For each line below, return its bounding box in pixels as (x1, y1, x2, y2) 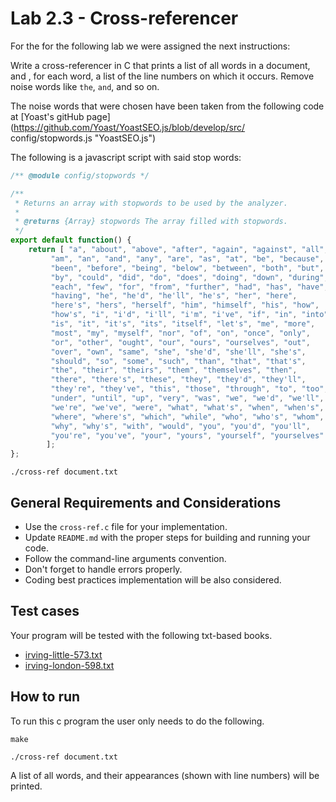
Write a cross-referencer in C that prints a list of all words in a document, (10, 59, 311, 71)
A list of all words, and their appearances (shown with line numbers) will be (10, 769, 320, 781)
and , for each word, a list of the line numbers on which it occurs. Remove (10, 70, 315, 82)
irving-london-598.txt (24, 659, 115, 671)
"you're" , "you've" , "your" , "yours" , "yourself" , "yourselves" (50, 430, 325, 441)
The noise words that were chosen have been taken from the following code (10, 100, 325, 112)
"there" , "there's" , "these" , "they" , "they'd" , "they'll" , (50, 375, 307, 385)
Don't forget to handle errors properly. (24, 563, 183, 575)
